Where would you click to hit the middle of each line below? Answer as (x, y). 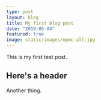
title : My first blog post (40, 23)
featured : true (25, 34)
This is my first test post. (37, 57)
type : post (20, 12)
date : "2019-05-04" (31, 29)
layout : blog (23, 17)
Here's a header (37, 76)
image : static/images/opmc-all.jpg (51, 40)
